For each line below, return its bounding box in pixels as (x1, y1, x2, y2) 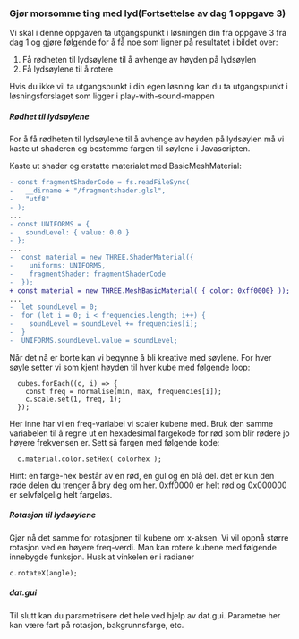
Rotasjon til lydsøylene (9, 509, 97, 521)
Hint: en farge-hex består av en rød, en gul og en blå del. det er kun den (9, 470, 275, 481)
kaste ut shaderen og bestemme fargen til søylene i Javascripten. (9, 143, 251, 154)
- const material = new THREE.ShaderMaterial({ (9, 253, 194, 262)
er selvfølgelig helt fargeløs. (9, 489, 113, 499)
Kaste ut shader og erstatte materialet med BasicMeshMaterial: (9, 160, 242, 172)
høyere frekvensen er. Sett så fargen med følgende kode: (9, 437, 220, 447)
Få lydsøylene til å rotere (21, 64, 114, 74)
